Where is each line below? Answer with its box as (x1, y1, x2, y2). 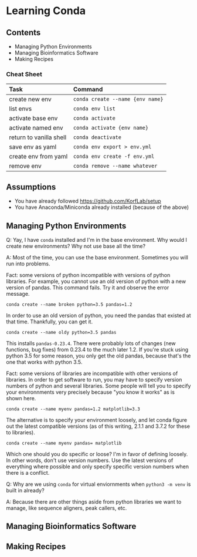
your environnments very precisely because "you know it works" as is (6, 389, 175, 396)
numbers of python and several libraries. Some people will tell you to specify (6, 382, 191, 389)
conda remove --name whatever (73, 163, 158, 170)
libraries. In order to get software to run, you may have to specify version (6, 376, 182, 383)
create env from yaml (9, 153, 68, 161)
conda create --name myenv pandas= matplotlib (6, 440, 122, 446)
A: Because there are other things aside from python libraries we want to (6, 498, 182, 505)
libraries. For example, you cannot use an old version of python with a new (6, 278, 186, 285)
